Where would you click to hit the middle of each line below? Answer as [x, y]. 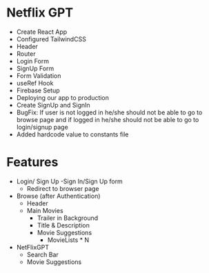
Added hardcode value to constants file [72, 134]
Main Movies [45, 210]
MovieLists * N [68, 240]
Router [26, 54]
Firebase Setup [38, 90]
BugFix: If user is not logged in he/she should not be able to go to [109, 112]
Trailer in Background [68, 218]
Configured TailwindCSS [51, 39]
